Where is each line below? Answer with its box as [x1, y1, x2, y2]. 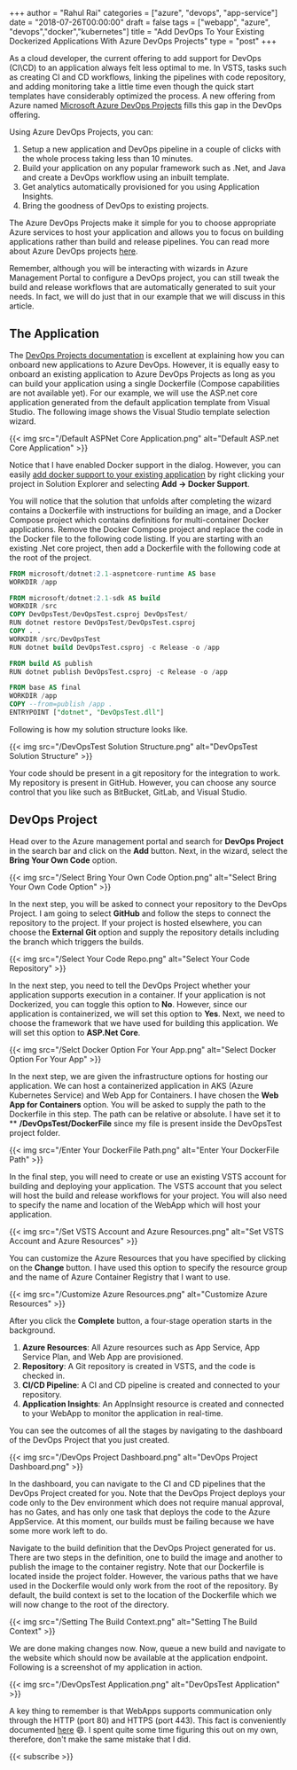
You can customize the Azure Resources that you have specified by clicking [9, 1252, 286, 1263]
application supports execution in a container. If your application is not [9, 989, 266, 1000]
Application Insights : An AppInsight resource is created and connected [21, 1398, 285, 1409]
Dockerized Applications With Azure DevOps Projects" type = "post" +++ [9, 35, 277, 46]
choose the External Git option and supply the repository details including [9, 927, 279, 937]
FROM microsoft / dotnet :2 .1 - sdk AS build [9, 593, 161, 602]
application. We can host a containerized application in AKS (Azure [9, 1080, 254, 1091]
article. [9, 301, 35, 311]
